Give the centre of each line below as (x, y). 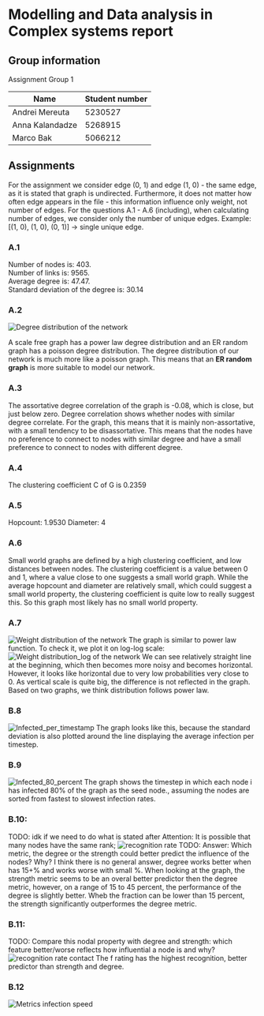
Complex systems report (91, 31)
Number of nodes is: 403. (50, 264)
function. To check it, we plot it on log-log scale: (87, 648)
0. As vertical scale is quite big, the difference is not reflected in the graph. (129, 681)
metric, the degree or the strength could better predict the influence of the (129, 853)
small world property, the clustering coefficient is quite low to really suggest (131, 594)
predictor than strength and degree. (66, 967)
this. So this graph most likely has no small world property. (103, 602)
